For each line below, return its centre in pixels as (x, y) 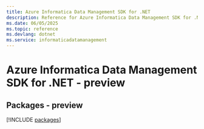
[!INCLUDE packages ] (34, 120)
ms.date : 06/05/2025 (32, 23)
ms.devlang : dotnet (31, 35)
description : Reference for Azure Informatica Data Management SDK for (99, 18)
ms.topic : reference (32, 29)
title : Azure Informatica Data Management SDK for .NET (78, 12)
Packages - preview (45, 105)
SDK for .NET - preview (66, 83)
